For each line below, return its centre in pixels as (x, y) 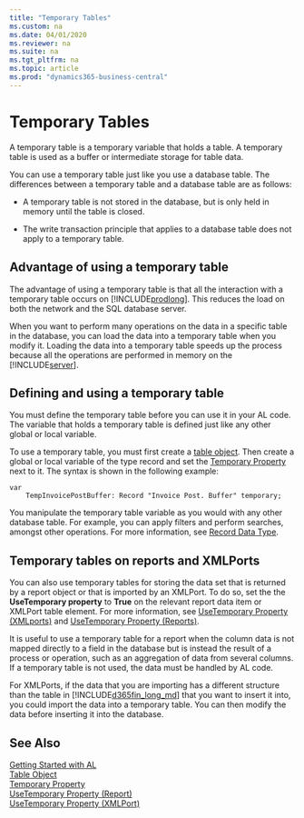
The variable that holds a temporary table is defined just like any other (140, 424)
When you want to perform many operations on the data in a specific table (148, 326)
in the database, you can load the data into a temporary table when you (143, 335)
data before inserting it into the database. (87, 714)
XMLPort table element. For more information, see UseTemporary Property (149, 612)
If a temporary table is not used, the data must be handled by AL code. (142, 668)
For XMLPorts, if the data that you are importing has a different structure (145, 685)
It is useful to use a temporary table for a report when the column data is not (152, 639)
